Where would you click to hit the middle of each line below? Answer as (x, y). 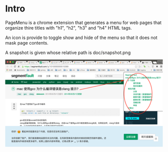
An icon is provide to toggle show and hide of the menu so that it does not (81, 37)
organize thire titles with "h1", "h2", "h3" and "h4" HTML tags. (68, 27)
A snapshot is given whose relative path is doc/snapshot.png (68, 52)
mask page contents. (27, 42)
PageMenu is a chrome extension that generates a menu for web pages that (83, 22)
